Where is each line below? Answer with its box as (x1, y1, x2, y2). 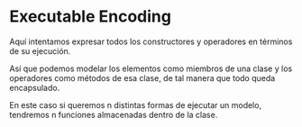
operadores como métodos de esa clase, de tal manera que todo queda (9, 72, 276, 83)
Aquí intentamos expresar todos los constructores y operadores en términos (9, 36, 293, 47)
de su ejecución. (9, 45, 71, 56)
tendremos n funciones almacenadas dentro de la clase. (9, 109, 218, 120)
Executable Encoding (9, 6, 171, 27)
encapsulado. (9, 82, 60, 93)
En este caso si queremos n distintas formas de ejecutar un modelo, (9, 99, 262, 110)
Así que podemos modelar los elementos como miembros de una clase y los (9, 63, 293, 74)
